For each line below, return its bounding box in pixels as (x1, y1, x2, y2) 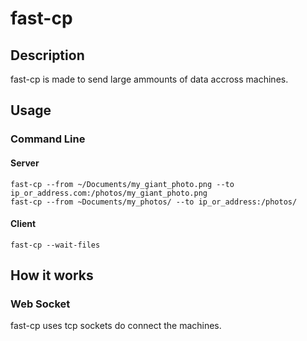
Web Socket (10, 297, 71, 311)
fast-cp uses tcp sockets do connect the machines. (10, 320, 222, 332)
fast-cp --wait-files (10, 240, 101, 250)
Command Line (10, 132, 86, 146)
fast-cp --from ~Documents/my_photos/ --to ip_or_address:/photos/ (10, 197, 298, 207)
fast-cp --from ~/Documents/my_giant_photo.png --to (10, 179, 235, 189)
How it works (10, 267, 94, 284)
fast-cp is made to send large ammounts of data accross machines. (10, 73, 289, 85)
